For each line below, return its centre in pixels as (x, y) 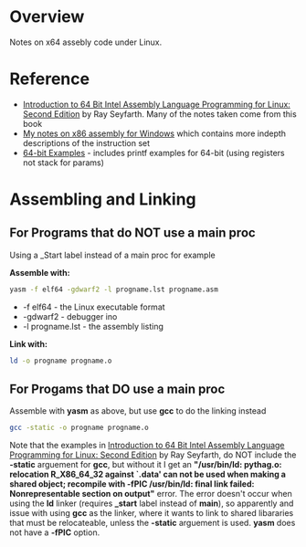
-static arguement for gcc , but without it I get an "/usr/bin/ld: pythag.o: (146, 465)
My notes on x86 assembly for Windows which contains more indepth (154, 133)
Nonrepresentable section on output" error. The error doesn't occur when (151, 494)
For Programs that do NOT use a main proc (132, 233)
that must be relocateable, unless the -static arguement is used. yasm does (153, 523)
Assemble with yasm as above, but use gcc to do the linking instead (138, 411)
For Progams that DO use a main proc (117, 389)
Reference (49, 79)
